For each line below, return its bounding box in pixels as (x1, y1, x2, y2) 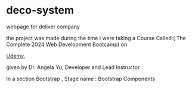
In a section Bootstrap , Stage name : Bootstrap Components (6, 75, 155, 82)
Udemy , (6, 52, 26, 59)
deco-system (6, 4, 75, 17)
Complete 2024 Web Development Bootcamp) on (6, 41, 128, 48)
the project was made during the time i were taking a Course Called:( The (6, 34, 187, 41)
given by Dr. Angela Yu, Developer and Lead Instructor (6, 63, 140, 71)
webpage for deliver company (6, 23, 80, 30)
